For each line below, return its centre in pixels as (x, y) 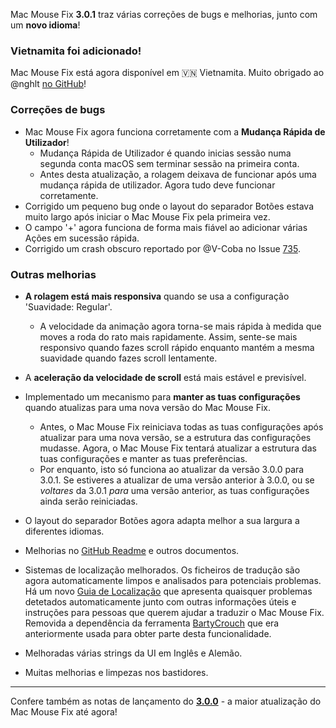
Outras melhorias (53, 274)
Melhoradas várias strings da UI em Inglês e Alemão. (133, 653)
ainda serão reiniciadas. (88, 501)
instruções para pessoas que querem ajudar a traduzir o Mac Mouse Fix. (174, 612)
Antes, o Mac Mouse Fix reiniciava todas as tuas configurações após (181, 426)
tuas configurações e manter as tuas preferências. (143, 458)
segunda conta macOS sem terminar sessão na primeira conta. (169, 163)
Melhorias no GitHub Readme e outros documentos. (132, 550)
